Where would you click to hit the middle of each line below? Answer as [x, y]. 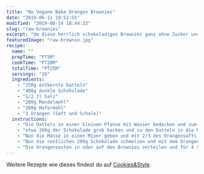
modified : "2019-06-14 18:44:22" [49, 23]
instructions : [29, 119]
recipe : [16, 46]
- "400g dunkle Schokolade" [53, 91]
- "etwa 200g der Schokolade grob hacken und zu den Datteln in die [106, 130]
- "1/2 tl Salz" [38, 96]
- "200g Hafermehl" [42, 108]
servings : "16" [31, 74]
